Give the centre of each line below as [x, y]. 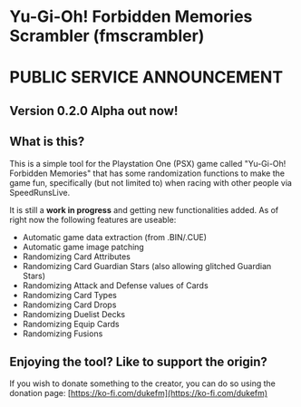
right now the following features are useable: [93, 219]
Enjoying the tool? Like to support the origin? [138, 361]
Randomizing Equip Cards [71, 324]
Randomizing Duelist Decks [73, 314]
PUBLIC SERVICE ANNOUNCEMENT [146, 78]
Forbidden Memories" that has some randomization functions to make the [147, 173]
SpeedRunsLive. [40, 192]
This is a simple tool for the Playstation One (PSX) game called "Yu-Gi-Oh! [148, 163]
